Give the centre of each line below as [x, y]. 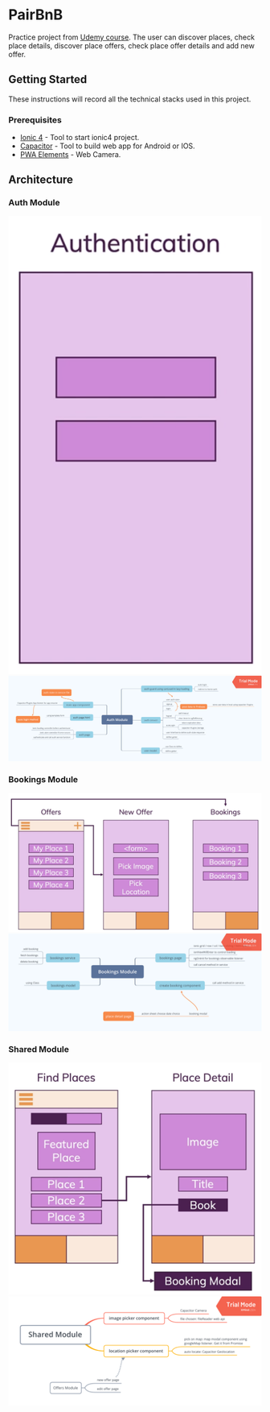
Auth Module [34, 203]
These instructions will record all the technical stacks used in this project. [130, 99]
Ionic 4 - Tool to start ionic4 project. [80, 138]
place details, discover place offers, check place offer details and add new [131, 45]
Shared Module [39, 1050]
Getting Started [48, 79]
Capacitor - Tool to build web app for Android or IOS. [107, 146]
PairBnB [35, 15]
